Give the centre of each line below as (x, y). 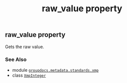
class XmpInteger (29, 75)
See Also (16, 59)
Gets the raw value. (25, 47)
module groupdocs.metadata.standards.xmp (55, 70)
